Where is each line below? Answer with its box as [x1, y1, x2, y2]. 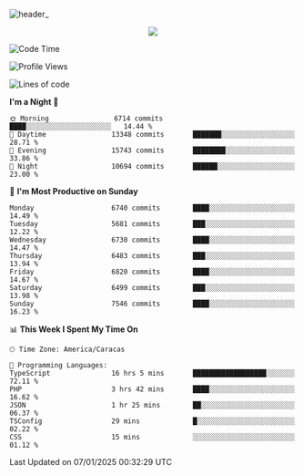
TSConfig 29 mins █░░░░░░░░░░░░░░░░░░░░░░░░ [9, 417, 296, 426]
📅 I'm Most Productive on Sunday [9, 186, 138, 196]
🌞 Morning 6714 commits [9, 114, 164, 123]
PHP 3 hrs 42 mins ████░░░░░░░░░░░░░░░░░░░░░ [9, 385, 296, 394]
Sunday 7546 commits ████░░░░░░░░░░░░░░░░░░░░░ [9, 299, 296, 308]
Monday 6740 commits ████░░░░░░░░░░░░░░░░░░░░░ [9, 203, 296, 212]
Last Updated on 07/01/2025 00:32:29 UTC [9, 457, 173, 467]
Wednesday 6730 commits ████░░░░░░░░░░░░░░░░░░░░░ [9, 235, 296, 244]
